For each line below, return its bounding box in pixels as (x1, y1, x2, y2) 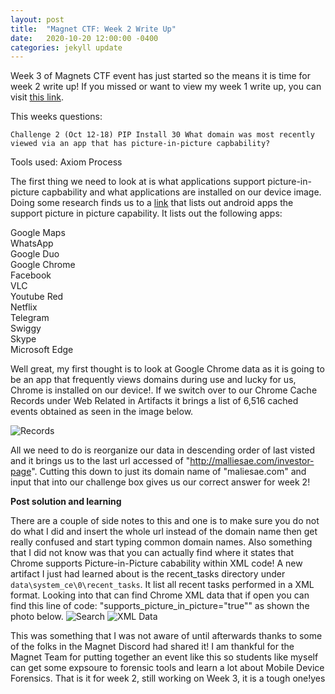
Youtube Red (10, 291, 64, 303)
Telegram (10, 312, 50, 324)
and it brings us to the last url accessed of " (10, 455, 191, 467)
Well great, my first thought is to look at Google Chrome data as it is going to (10, 363, 325, 375)
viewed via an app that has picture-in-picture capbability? (10, 139, 271, 149)
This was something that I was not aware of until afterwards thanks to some (10, 630, 323, 642)
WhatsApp (10, 237, 54, 250)
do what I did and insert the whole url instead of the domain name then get (10, 526, 318, 538)
